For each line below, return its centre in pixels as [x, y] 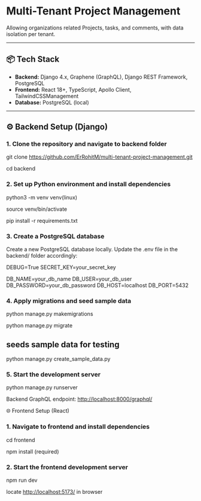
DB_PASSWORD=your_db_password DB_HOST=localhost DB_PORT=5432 [98, 285]
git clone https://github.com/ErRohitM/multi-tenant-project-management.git [100, 157]
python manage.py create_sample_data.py [58, 359]
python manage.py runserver [42, 387]
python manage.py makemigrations [50, 314]
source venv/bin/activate [37, 209]
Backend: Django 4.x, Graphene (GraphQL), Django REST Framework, [101, 77]
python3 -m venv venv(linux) [42, 197]
